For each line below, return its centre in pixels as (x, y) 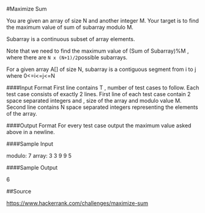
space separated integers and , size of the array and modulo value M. (94, 101)
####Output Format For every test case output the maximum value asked (99, 125)
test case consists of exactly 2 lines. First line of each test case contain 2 (99, 94)
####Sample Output (32, 167)
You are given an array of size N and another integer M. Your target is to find (102, 21)
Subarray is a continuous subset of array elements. (71, 39)
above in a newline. (31, 132)
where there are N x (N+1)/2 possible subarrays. (67, 57)
